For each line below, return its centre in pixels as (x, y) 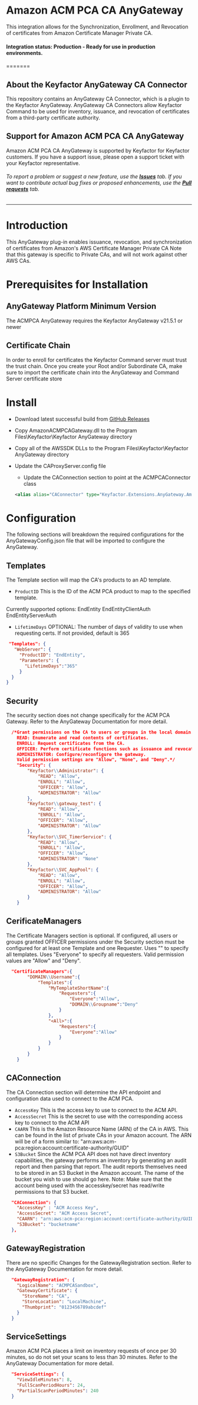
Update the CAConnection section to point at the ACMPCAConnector (107, 477)
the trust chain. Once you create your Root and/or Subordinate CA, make (94, 366)
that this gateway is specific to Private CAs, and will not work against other (97, 254)
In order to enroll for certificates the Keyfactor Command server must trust (97, 360)
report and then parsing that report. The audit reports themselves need (101, 1167)
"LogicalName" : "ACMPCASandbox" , (58, 1285)
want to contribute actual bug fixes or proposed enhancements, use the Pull (99, 183)
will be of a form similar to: (47, 1141)
